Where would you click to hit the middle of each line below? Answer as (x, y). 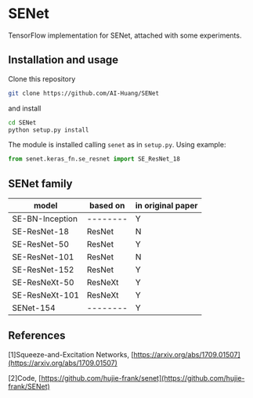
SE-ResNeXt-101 (46, 295)
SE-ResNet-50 (40, 244)
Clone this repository (42, 78)
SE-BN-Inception (45, 219)
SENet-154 (34, 308)
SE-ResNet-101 (43, 257)
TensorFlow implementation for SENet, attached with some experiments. (125, 35)
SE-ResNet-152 (43, 270)
